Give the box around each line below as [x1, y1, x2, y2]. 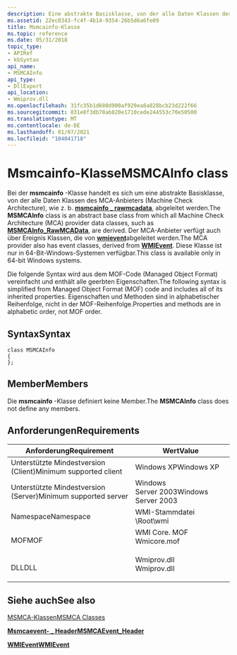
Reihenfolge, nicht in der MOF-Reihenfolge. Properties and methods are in [7, 300, 221, 308]
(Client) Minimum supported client [11, 467, 123, 476]
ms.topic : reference [7, 30, 68, 37]
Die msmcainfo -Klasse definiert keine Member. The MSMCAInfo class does [7, 397, 229, 405]
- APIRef [7, 50, 33, 57]
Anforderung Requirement [25, 445, 114, 455]
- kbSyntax [7, 56, 39, 64]
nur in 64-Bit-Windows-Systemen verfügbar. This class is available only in [7, 248, 221, 258]
